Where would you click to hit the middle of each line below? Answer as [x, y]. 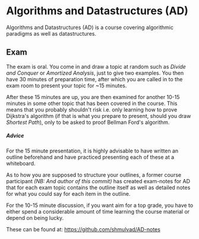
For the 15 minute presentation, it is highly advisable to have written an [92, 151]
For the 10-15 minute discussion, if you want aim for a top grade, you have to [100, 205]
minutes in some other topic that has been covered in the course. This [92, 103]
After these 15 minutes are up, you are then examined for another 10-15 [93, 97]
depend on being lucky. [35, 218]
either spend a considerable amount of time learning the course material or [98, 211]
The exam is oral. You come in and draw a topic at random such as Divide [96, 66]
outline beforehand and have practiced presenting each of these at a [90, 157]
